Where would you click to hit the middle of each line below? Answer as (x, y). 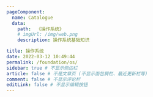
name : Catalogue (32, 18)
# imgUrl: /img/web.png (48, 35)
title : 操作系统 (25, 51)
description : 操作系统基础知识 (54, 40)
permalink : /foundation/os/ (42, 62)
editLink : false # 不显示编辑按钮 (47, 85)
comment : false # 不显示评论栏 (43, 79)
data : (19, 23)
